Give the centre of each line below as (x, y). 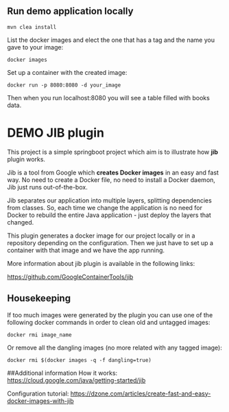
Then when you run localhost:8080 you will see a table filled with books (109, 98)
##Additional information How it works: (62, 373)
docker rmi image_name (39, 335)
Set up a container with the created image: (67, 72)
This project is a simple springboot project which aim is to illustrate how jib (112, 152)
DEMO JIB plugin (56, 133)
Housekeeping (39, 298)
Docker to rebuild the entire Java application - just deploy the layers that (109, 215)
